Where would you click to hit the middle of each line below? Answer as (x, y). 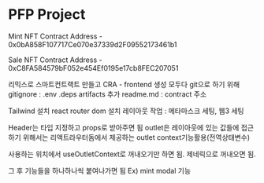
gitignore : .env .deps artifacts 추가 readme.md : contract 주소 (108, 94)
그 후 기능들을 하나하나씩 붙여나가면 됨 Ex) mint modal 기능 (100, 170)
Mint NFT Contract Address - (55, 36)
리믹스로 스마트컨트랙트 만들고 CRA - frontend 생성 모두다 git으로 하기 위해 (124, 84)
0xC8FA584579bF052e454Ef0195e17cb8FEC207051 (93, 68)
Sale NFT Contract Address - (55, 60)
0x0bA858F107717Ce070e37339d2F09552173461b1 (93, 44)
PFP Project (47, 15)
